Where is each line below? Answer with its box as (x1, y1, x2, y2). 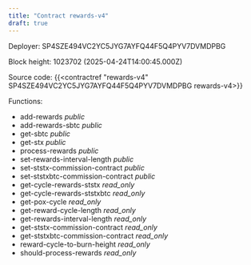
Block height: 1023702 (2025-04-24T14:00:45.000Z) (8, 57, 183, 66)
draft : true (8, 19, 48, 27)
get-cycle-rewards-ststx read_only (19, 179, 135, 189)
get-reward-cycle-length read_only (19, 205, 136, 215)
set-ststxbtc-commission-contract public (19, 171, 156, 181)
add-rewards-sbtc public (19, 120, 102, 130)
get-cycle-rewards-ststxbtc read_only (19, 188, 145, 198)
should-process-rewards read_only (19, 247, 137, 257)
